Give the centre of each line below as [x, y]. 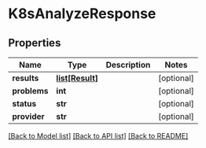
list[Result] [77, 78]
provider [28, 117]
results [26, 78]
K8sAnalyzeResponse [82, 14]
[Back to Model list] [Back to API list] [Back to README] [98, 136]
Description [128, 65]
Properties [35, 43]
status [24, 104]
